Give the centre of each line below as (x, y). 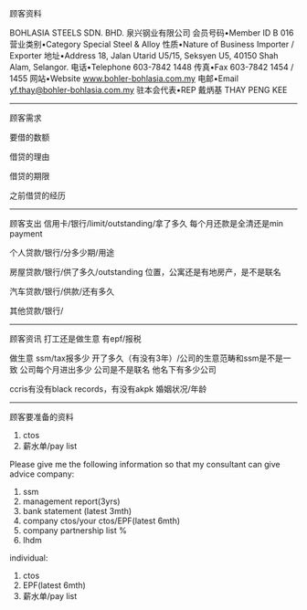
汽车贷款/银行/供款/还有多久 (62, 291)
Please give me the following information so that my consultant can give (145, 464)
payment (26, 234)
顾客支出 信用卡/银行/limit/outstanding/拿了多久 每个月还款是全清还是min (147, 223)
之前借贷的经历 (37, 195)
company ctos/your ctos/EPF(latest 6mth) (101, 521)
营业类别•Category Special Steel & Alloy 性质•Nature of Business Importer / (152, 44)
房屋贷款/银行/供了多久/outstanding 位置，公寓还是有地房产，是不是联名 (145, 272)
